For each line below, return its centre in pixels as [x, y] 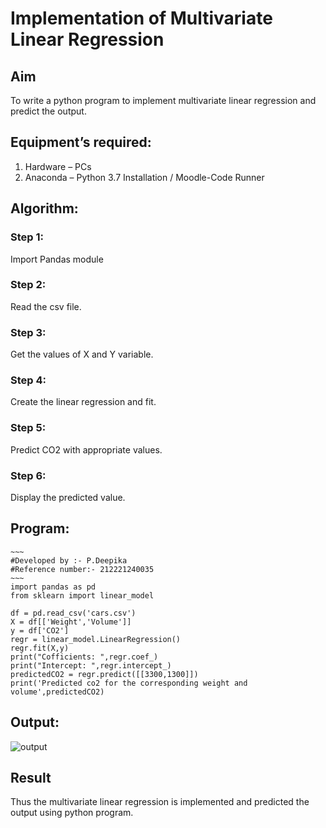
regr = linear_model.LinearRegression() [96, 639]
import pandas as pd [53, 587]
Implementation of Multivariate [141, 18]
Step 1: [27, 237]
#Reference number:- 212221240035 [82, 569]
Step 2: [28, 285]
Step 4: [28, 380]
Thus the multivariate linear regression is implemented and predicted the [160, 802]
